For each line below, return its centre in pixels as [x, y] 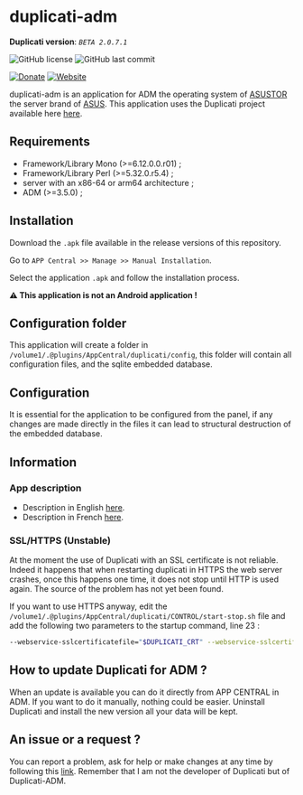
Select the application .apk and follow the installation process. [124, 277]
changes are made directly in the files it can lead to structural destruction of [150, 424]
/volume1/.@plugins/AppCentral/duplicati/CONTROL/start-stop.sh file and [147, 616]
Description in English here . [73, 507]
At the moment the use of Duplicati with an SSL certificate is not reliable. [144, 560]
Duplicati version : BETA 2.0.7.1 [69, 42]
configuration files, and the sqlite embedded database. [111, 364]
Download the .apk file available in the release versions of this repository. [146, 242]
